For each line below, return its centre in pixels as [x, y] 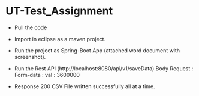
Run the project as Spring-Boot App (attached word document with [97, 50]
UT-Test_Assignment [59, 11]
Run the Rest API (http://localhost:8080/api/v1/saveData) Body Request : [104, 68]
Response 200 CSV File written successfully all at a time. [85, 86]
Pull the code [31, 27]
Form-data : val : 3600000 [47, 75]
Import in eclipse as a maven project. [60, 39]
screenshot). [30, 57]
